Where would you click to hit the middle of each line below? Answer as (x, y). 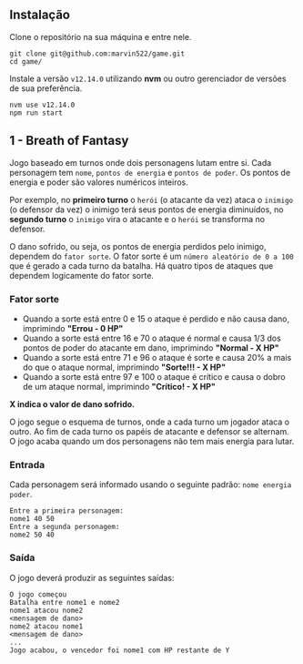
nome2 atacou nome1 (46, 626)
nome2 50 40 (32, 535)
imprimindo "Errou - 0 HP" (73, 328)
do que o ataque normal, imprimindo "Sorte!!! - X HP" (124, 367)
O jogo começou (38, 594)
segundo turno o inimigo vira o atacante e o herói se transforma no (137, 219)
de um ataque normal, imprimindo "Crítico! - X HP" (119, 386)
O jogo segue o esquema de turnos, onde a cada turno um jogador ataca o (149, 422)
